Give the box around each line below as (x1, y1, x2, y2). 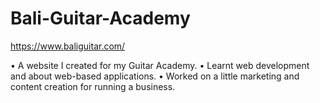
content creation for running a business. (10, 80, 176, 92)
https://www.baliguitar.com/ (10, 40, 126, 52)
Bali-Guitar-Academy (10, 7, 191, 30)
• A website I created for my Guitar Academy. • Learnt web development (10, 59, 310, 71)
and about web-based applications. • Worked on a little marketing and (10, 70, 300, 82)
